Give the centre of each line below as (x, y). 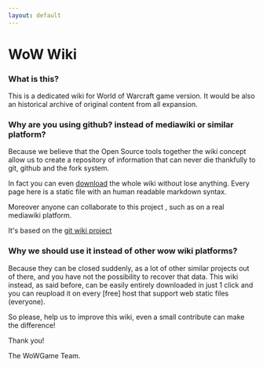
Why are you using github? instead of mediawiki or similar (121, 125)
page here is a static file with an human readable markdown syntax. (117, 192)
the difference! (32, 325)
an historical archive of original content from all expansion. (103, 105)
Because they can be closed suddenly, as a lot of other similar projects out (129, 268)
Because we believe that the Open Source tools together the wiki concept (127, 152)
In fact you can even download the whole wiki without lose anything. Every (129, 183)
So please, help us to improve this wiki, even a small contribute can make (126, 317)
